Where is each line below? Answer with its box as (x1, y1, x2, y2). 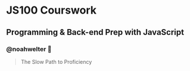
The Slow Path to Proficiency (20, 58, 92, 65)
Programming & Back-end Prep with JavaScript (6, 27, 185, 37)
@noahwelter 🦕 (6, 45, 52, 53)
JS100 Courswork (6, 4, 97, 17)
